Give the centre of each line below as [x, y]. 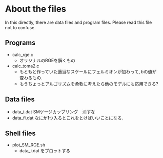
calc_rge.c [22, 54]
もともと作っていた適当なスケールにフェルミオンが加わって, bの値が [88, 71]
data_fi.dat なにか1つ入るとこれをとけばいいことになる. [68, 118]
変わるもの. [31, 78]
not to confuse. [20, 27]
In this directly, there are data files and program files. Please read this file [79, 22]
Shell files [20, 133]
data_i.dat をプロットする [45, 151]
